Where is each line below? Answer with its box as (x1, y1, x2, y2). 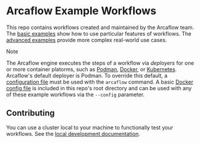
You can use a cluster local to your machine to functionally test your (6, 123, 173, 131)
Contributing (6, 108, 55, 118)
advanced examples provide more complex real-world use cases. (6, 36, 167, 43)
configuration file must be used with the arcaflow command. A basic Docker (6, 78, 193, 85)
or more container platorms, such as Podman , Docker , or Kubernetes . (6, 65, 177, 72)
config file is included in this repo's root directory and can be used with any (6, 84, 192, 91)
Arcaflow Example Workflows (6, 4, 157, 18)
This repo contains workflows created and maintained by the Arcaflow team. (6, 24, 194, 31)
